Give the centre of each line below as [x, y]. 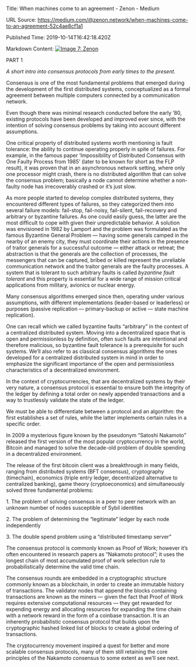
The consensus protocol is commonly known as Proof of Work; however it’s [97, 548]
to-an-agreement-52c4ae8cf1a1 [44, 26]
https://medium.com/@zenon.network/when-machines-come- [113, 20]
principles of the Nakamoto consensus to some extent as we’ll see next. [93, 658]
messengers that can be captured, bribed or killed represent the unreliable [96, 260]
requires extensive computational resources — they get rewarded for [89, 603]
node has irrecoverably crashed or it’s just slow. [79, 186]
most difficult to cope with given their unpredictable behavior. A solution [93, 223]
